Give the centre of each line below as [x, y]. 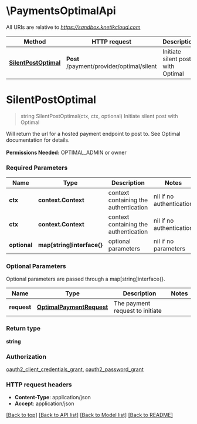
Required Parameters [37, 168]
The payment [132, 303]
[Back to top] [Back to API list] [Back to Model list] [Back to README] [89, 415]
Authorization [26, 356]
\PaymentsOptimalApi [61, 11]
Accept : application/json [44, 403]
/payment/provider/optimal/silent [112, 66]
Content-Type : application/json [52, 398]
